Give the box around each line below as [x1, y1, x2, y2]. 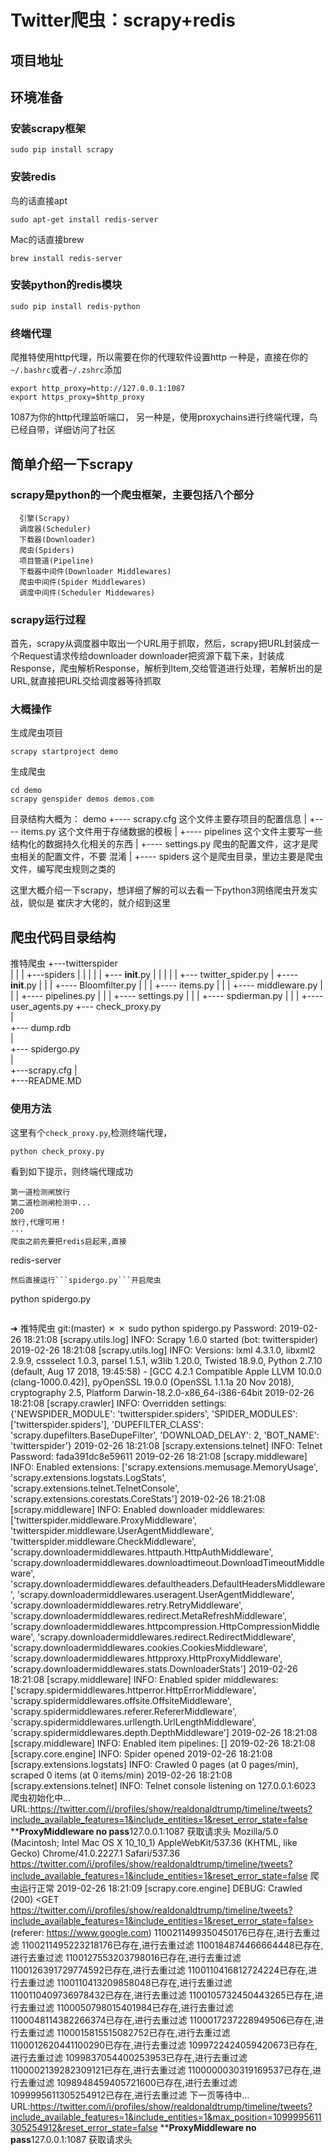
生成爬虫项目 [10, 727, 63, 739]
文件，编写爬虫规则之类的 [10, 863, 116, 875]
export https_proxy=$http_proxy [10, 392, 145, 403]
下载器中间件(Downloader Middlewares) [19, 566, 172, 576]
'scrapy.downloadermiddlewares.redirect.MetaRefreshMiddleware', [10, 1609, 287, 1621]
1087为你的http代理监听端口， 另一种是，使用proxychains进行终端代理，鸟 [10, 411, 318, 423]
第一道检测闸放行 [10, 1187, 71, 1197]
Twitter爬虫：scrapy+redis [10, 9, 236, 32]
